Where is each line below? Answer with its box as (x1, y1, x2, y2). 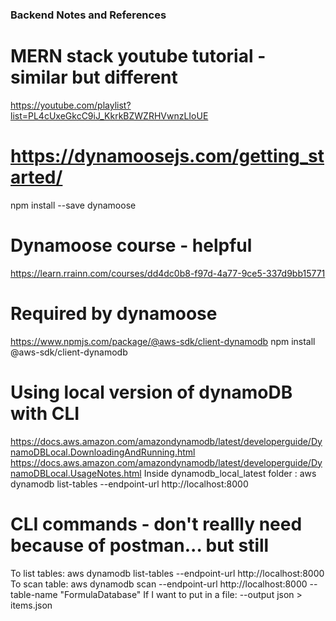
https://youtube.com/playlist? (10, 99, 132, 111)
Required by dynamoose (10, 302, 218, 325)
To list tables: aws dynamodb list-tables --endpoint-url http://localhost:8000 (10, 567, 325, 579)
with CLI (10, 402, 80, 425)
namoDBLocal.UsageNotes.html (10, 467, 142, 479)
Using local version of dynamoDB (10, 381, 293, 403)
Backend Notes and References (10, 8, 167, 22)
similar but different (10, 66, 178, 89)
